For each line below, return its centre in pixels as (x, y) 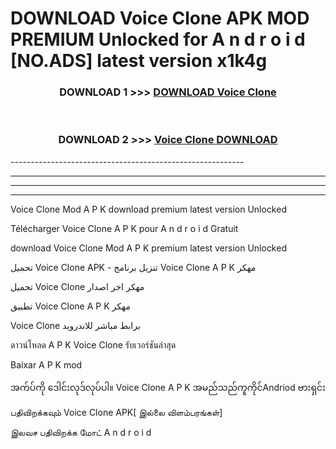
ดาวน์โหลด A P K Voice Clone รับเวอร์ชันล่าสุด (93, 344)
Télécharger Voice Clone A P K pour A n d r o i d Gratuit (124, 228)
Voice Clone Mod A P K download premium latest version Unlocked (148, 209)
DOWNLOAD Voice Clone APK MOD (160, 18)
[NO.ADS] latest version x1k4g (139, 61)
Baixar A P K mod (46, 364)
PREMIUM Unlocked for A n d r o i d (158, 39)
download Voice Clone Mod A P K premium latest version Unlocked (148, 248)
